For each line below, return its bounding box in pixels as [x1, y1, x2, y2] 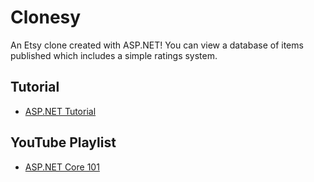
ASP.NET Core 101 [24, 161, 100, 173]
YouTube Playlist [10, 134, 117, 151]
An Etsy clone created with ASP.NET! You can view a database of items [10, 39, 304, 51]
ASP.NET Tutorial [24, 105, 97, 117]
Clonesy [10, 6, 82, 29]
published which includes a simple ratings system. [10, 49, 218, 61]
